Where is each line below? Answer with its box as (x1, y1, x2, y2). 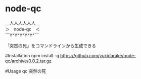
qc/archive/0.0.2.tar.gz (5, 58, 52, 64)
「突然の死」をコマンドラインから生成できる (5, 42, 96, 48)
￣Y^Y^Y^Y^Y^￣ (5, 32, 39, 38)
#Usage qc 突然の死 (5, 68, 46, 74)
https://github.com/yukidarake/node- (60, 52, 136, 58)
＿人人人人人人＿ (5, 20, 40, 26)
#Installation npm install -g (5, 52, 59, 58)
